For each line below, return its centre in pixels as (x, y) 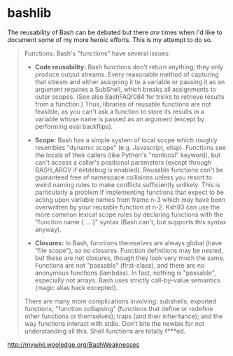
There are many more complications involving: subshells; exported (120, 301)
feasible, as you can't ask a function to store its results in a (119, 111)
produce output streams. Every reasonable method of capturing (127, 74)
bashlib (29, 13)
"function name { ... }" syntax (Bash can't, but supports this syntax (130, 221)
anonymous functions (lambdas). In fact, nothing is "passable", (125, 273)
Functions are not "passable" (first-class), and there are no (120, 265)
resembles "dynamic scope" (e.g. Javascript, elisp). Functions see (130, 147)
